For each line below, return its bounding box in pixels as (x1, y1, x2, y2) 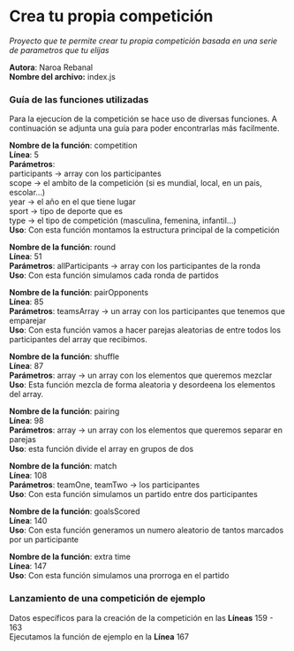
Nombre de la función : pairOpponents (9, 287, 148, 298)
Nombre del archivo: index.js (9, 71, 117, 81)
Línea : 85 (9, 296, 44, 307)
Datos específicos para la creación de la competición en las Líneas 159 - (9, 612, 274, 623)
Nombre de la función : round (9, 241, 117, 253)
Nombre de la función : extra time (9, 551, 131, 563)
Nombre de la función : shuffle (9, 351, 120, 362)
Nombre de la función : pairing (9, 406, 120, 417)
